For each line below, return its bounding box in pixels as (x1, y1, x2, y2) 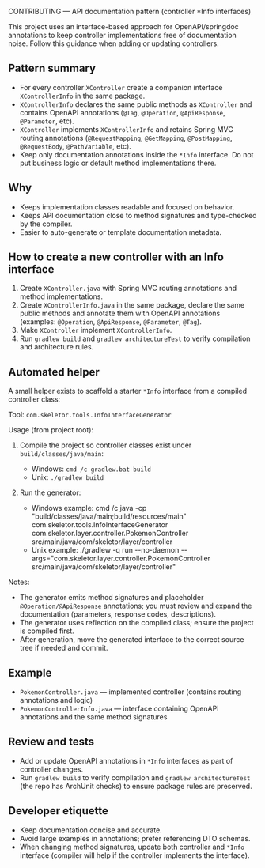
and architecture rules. (19, 342, 94, 352)
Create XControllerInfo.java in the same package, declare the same (19, 300, 245, 310)
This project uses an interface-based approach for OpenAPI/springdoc (8, 22, 239, 31)
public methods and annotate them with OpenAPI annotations (19, 308, 221, 319)
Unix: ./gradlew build (31, 473, 104, 482)
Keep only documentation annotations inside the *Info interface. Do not (19, 149, 254, 159)
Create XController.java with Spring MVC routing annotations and (19, 284, 237, 293)
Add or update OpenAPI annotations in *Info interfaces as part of (19, 756, 233, 765)
